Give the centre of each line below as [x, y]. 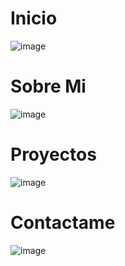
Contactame [63, 223]
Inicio [34, 18]
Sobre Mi [48, 86]
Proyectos [53, 154]
